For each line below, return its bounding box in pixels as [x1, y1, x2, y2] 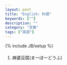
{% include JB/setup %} [5, 43, 53, 49]
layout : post [5, 7, 32, 12]
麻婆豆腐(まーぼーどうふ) [12, 54, 63, 61]
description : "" [5, 20, 38, 26]
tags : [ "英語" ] [5, 30, 34, 34]
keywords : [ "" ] [5, 16, 36, 21]
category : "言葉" [5, 25, 39, 30]
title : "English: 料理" [5, 12, 52, 16]
